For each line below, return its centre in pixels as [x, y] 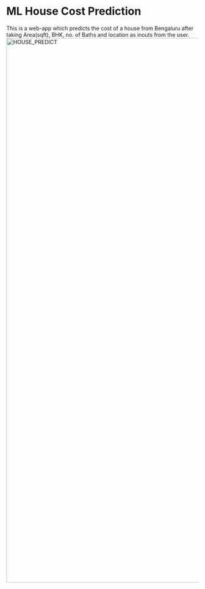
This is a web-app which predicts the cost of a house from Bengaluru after [100, 28]
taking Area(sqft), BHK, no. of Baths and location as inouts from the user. [98, 34]
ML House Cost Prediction [74, 11]
